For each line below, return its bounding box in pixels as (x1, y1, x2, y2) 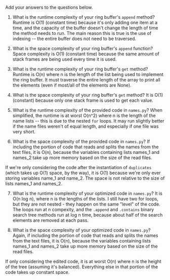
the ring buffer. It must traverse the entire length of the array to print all (12, 77, 160, 83)
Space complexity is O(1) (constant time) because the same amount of (12, 51, 159, 57)
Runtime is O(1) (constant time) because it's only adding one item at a (12, 20, 158, 25)
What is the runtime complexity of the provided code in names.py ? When (12, 107, 163, 113)
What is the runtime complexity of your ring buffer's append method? (12, 14, 155, 20)
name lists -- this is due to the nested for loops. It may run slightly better (12, 118, 164, 124)
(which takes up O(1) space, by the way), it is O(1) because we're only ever (5, 170, 161, 176)
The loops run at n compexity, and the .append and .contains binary (12, 207, 154, 212)
